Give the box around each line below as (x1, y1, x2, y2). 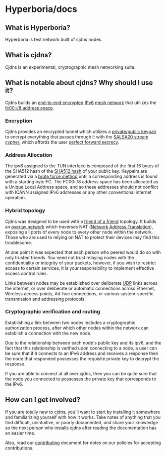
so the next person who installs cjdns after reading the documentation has (5, 425, 157, 431)
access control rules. (5, 270, 48, 276)
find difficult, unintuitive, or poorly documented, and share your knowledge (5, 419, 159, 425)
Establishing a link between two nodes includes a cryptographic (5, 320, 136, 326)
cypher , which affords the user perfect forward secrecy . (5, 139, 119, 145)
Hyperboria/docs (5, 3, 78, 15)
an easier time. (5, 430, 36, 436)
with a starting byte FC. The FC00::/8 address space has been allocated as (5, 179, 159, 185)
